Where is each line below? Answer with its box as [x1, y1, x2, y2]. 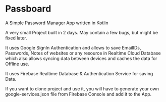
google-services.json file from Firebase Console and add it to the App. [5, 91, 152, 97]
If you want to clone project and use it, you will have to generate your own [5, 85, 159, 91]
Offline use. [5, 61, 29, 67]
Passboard [5, 3, 51, 15]
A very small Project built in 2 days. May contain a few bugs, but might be [5, 29, 158, 35]
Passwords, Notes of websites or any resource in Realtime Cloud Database [5, 50, 161, 56]
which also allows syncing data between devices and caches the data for [5, 55, 157, 61]
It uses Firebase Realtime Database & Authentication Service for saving [5, 70, 153, 76]
